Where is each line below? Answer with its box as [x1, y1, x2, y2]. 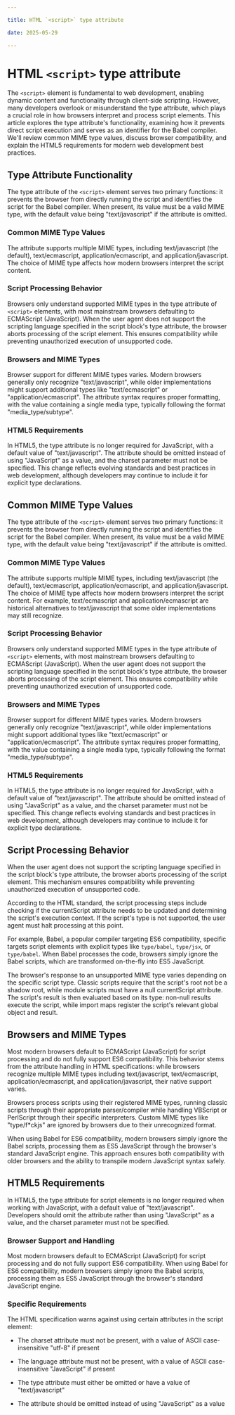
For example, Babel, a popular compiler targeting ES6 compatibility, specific [7, 935, 227, 943]
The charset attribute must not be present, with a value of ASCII [17, 1336, 202, 1345]
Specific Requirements [7, 1299, 87, 1309]
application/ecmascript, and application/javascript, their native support [7, 1077, 212, 1086]
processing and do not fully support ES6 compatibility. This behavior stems [7, 1055, 224, 1063]
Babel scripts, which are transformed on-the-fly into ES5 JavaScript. [7, 957, 206, 966]
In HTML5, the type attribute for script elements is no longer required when [7, 1196, 224, 1204]
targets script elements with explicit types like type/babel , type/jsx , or [7, 942, 211, 951]
